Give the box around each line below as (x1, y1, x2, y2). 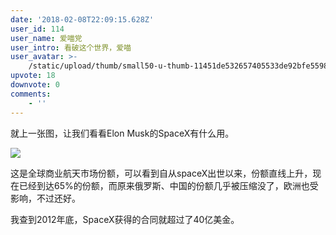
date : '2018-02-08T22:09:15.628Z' (10, 14, 155, 25)
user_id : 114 (10, 24, 65, 34)
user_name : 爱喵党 (10, 33, 83, 43)
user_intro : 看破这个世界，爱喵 (10, 42, 132, 53)
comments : (10, 89, 52, 99)
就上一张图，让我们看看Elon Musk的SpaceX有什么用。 (10, 127, 235, 139)
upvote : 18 (10, 71, 56, 81)
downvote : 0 (10, 80, 60, 90)
